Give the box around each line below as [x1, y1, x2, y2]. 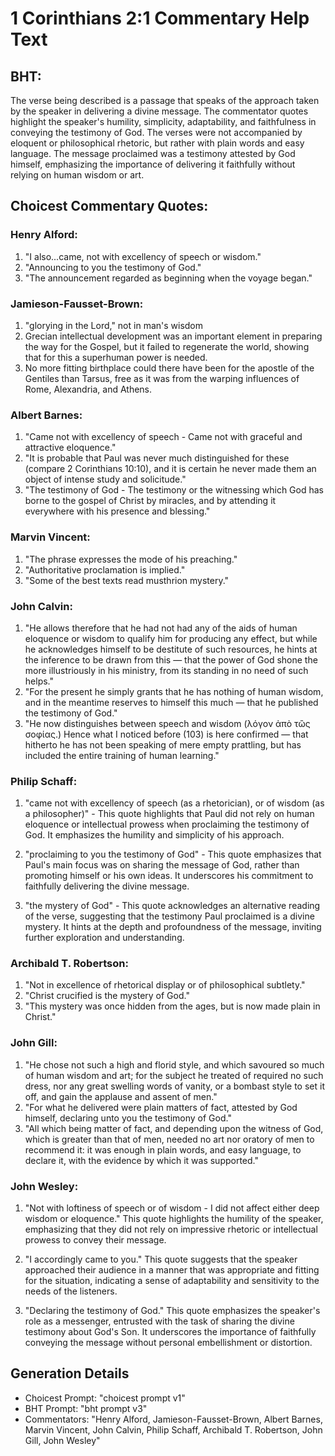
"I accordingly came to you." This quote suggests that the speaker [24, 1253, 298, 1266]
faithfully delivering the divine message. [24, 880, 190, 892]
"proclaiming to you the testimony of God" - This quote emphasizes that [24, 848, 322, 861]
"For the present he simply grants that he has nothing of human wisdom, [24, 685, 324, 697]
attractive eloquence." [24, 442, 117, 454]
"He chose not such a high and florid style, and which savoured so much [24, 1058, 325, 1071]
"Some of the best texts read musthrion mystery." [24, 574, 230, 586]
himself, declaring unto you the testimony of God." [24, 1112, 232, 1124]
